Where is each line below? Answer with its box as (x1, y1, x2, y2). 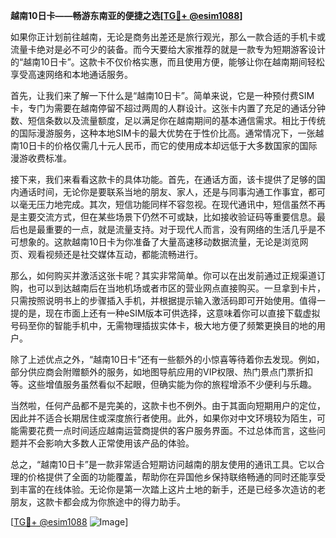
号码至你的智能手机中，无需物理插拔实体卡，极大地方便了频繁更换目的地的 (10, 320, 317, 331)
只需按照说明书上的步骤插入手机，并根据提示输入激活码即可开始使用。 (10, 295, 300, 306)
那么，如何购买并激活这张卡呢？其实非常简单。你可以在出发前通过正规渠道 (10, 270, 317, 281)
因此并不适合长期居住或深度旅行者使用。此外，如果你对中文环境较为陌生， (10, 412, 317, 424)
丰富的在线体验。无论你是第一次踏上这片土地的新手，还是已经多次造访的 (18, 484, 317, 495)
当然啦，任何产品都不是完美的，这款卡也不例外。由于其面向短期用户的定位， (10, 400, 326, 411)
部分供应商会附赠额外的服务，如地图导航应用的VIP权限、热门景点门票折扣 (10, 366, 314, 378)
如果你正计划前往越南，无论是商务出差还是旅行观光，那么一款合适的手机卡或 (10, 31, 326, 43)
